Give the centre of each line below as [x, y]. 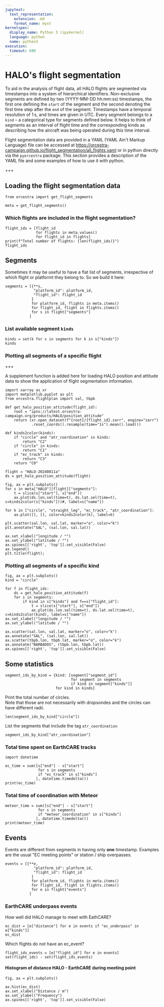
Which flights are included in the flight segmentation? [70, 218]
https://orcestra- [92, 145]
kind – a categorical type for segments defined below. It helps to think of [78, 120]
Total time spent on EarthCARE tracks [51, 747]
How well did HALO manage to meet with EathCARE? [58, 917]
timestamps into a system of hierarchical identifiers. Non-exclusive [72, 94]
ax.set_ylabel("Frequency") [34, 995]
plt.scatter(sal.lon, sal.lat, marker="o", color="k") [62, 523]
